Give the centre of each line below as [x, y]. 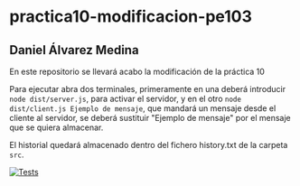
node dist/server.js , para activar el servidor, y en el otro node [126, 98]
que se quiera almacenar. [56, 127]
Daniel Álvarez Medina [74, 50]
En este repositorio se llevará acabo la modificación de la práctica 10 [137, 71]
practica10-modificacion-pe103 [131, 17]
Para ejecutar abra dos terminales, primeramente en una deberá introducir [148, 89]
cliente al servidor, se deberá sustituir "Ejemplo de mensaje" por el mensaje [150, 118]
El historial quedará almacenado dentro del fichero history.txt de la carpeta [149, 145]
